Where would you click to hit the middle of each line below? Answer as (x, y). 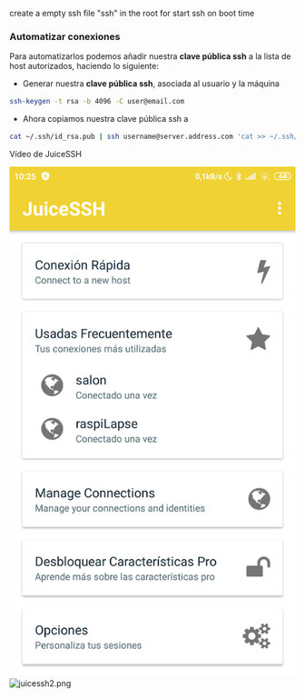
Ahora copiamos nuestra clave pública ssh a (105, 119)
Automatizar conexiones (65, 36)
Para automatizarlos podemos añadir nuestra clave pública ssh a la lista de (150, 56)
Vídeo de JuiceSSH (45, 155)
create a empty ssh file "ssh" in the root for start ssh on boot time (132, 13)
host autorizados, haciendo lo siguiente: (84, 66)
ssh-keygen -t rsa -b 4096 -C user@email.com (97, 102)
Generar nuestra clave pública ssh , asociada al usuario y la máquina (151, 84)
